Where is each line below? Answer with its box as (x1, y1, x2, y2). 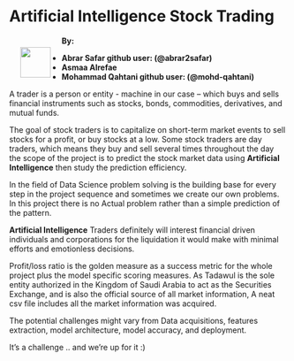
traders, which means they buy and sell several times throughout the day (9, 143, 275, 154)
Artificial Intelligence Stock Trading (9, 6, 275, 27)
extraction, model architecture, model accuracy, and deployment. (9, 325, 247, 335)
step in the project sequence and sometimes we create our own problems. (9, 188, 280, 199)
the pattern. (9, 207, 52, 218)
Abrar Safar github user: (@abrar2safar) (61, 52, 213, 63)
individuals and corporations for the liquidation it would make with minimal (9, 234, 280, 244)
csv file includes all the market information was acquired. (9, 298, 217, 309)
